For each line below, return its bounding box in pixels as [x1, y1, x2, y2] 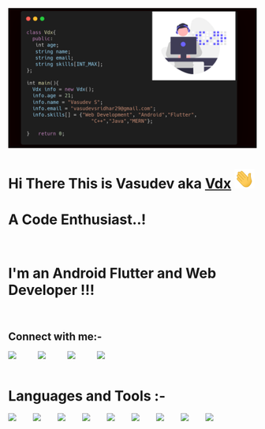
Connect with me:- [8, 330, 103, 343]
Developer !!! [8, 281, 95, 299]
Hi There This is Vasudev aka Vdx [8, 174, 232, 192]
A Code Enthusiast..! [8, 211, 147, 228]
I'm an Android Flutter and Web [8, 264, 217, 282]
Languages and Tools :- [8, 386, 166, 405]
